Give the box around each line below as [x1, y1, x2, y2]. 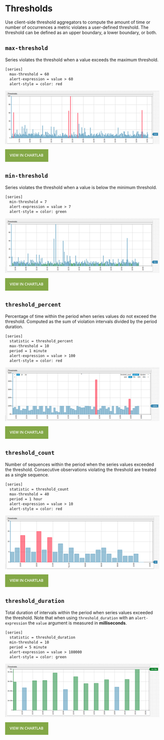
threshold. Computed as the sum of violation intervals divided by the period [5, 318, 158, 324]
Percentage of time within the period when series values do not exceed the [5, 313, 157, 319]
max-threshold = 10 [9, 343, 49, 348]
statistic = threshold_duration [9, 635, 76, 640]
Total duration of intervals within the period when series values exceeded [5, 609, 153, 615]
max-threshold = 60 [9, 72, 49, 76]
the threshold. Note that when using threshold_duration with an [5, 615, 134, 621]
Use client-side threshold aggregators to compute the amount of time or [5, 19, 151, 25]
